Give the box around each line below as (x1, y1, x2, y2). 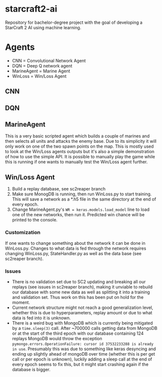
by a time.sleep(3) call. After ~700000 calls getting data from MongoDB (12, 325, 158, 331)
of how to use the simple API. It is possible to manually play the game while (5, 154, 155, 160)
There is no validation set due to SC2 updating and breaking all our (12, 278, 146, 285)
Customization (5, 229, 41, 236)
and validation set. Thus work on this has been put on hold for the (12, 294, 144, 300)
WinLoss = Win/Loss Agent (12, 73, 67, 79)
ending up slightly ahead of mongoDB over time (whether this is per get (12, 351, 155, 357)
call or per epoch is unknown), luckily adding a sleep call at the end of (12, 356, 152, 362)
